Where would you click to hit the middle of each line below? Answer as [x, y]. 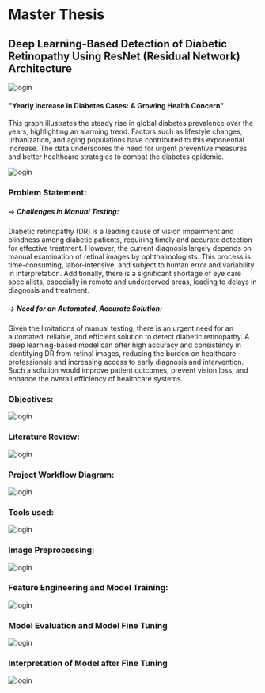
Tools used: [31, 512]
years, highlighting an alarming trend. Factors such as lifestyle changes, [125, 131]
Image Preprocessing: [51, 550]
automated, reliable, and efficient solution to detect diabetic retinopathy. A [129, 337]
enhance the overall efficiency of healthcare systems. [96, 379]
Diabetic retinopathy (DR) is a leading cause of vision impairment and [121, 232]
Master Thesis [57, 15]
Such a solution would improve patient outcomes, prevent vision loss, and [128, 370]
